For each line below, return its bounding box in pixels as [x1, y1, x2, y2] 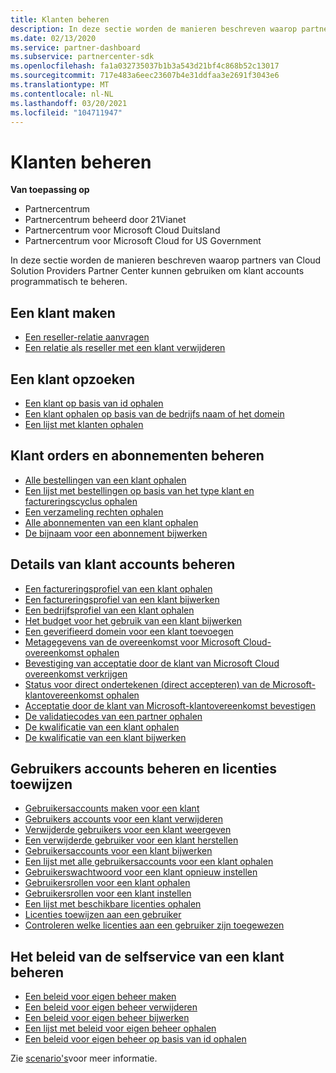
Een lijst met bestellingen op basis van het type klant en [24, 484, 255, 496]
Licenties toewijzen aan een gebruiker [24, 909, 182, 921]
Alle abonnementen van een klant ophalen [24, 516, 199, 528]
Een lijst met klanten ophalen [24, 418, 144, 430]
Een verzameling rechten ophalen [24, 506, 164, 518]
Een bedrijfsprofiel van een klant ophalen [24, 604, 195, 616]
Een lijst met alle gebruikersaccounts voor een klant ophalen [24, 856, 274, 868]
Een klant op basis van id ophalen [24, 397, 164, 409]
